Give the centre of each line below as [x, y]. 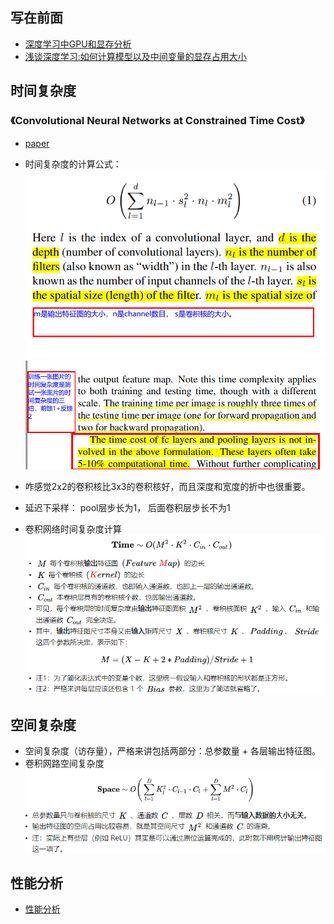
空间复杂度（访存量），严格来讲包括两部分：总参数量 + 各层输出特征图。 [172, 751]
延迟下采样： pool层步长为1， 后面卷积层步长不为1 [127, 508]
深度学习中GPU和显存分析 [78, 44]
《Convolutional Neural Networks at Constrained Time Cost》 [157, 121]
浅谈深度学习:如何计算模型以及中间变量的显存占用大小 [135, 56]
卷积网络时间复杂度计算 [73, 529]
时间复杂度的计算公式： [73, 164]
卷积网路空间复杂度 [64, 764]
